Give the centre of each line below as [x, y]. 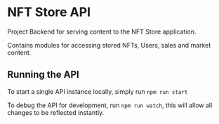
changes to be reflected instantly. [56, 112]
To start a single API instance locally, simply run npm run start [98, 91]
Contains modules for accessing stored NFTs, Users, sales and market [109, 45]
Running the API [43, 75]
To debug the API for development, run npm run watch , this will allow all [110, 105]
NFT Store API [49, 12]
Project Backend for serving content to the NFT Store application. [102, 32]
